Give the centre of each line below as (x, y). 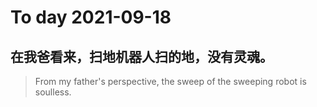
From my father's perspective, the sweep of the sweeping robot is (170, 81)
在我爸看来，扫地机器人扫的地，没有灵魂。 (141, 56)
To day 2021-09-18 (91, 17)
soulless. (53, 92)
